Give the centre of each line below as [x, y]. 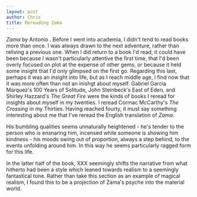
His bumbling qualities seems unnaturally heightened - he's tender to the [95, 127]
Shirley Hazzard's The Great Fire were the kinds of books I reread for [90, 96]
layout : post [22, 12]
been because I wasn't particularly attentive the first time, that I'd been [93, 58]
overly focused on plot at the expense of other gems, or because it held [94, 65]
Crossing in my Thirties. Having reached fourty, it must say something [91, 109]
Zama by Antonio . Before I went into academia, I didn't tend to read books [97, 40]
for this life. [20, 152]
